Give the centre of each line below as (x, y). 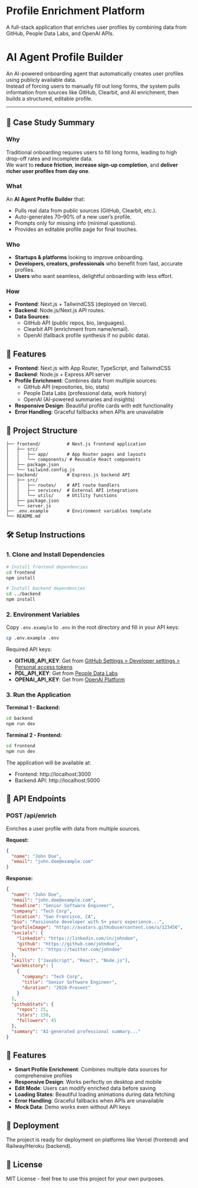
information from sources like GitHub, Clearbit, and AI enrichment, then (93, 92)
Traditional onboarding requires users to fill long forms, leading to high (92, 152)
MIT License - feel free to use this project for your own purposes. (85, 1179)
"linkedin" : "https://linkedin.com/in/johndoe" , (77, 939)
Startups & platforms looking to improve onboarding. (79, 257)
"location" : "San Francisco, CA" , (54, 916)
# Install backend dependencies (46, 588)
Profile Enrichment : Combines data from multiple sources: (86, 380)
